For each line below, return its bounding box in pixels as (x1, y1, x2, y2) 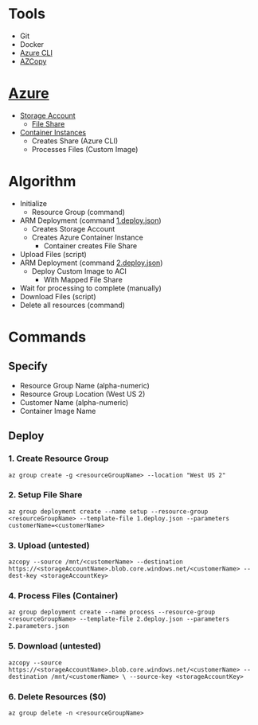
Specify (8, 360, 48, 373)
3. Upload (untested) (8, 540, 90, 551)
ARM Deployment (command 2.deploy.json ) (19, 258, 163, 267)
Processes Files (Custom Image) (31, 144, 139, 154)
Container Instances (19, 127, 86, 137)
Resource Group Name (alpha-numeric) (19, 380, 150, 390)
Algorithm (8, 173, 76, 191)
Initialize (19, 198, 48, 208)
